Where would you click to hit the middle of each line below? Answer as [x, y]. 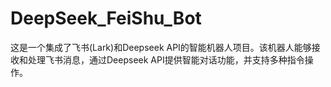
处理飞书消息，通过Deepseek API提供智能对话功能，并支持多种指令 [166, 59]
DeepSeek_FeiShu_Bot [106, 18]
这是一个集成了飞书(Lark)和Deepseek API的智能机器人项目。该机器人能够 [161, 47]
